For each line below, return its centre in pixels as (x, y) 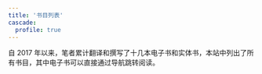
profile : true (38, 30)
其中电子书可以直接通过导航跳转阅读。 (97, 62)
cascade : (22, 23)
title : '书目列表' (36, 15)
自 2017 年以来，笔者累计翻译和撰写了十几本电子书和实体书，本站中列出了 (127, 53)
